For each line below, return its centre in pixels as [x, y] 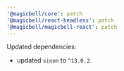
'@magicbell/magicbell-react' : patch [62, 27]
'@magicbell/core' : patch [44, 14]
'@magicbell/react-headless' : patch [60, 20]
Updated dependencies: [42, 47]
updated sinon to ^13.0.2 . [54, 60]
